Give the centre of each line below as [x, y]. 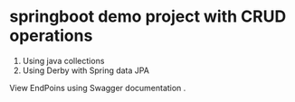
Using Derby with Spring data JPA [86, 70]
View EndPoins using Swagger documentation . [98, 88]
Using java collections [63, 60]
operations [51, 36]
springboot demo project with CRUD [148, 17]
